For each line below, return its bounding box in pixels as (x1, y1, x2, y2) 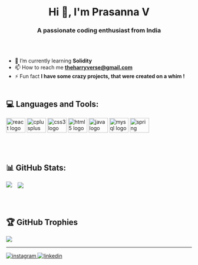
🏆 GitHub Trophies (6, 217, 78, 227)
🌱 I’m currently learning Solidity (14, 57, 93, 64)
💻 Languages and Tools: (6, 99, 99, 109)
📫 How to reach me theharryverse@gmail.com (14, 64, 133, 71)
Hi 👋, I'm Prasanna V (48, 5, 150, 19)
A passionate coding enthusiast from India (37, 26, 161, 35)
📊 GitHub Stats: (6, 163, 67, 173)
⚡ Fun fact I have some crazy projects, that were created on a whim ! (14, 73, 185, 80)
